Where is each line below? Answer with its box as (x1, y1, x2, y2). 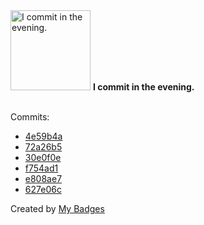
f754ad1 (24, 162, 59, 174)
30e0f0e (24, 152, 62, 163)
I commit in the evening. (92, 81, 195, 93)
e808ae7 (24, 173, 63, 184)
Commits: (10, 111, 50, 123)
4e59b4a (24, 130, 63, 142)
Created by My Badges (10, 203, 105, 214)
